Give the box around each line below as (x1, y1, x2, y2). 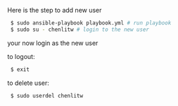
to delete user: (7, 79, 49, 87)
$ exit (10, 66, 30, 73)
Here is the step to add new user (7, 6, 102, 14)
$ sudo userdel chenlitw (10, 92, 83, 99)
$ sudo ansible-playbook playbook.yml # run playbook (10, 20, 172, 27)
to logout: (7, 52, 35, 60)
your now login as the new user (7, 39, 98, 47)
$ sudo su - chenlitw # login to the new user (10, 26, 150, 33)
